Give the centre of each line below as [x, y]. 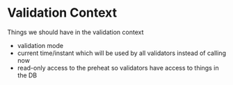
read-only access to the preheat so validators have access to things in [118, 68]
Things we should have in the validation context [75, 32]
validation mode [40, 45]
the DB [27, 75]
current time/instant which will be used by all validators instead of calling [121, 53]
